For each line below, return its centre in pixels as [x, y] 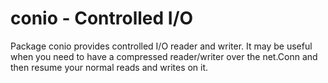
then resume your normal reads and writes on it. [109, 67]
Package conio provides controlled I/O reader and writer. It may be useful [161, 46]
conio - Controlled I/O [102, 18]
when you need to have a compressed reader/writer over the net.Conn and [164, 56]
